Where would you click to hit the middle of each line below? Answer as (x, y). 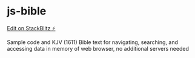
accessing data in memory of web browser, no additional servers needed (98, 48)
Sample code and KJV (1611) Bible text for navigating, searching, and (92, 42)
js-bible (27, 11)
